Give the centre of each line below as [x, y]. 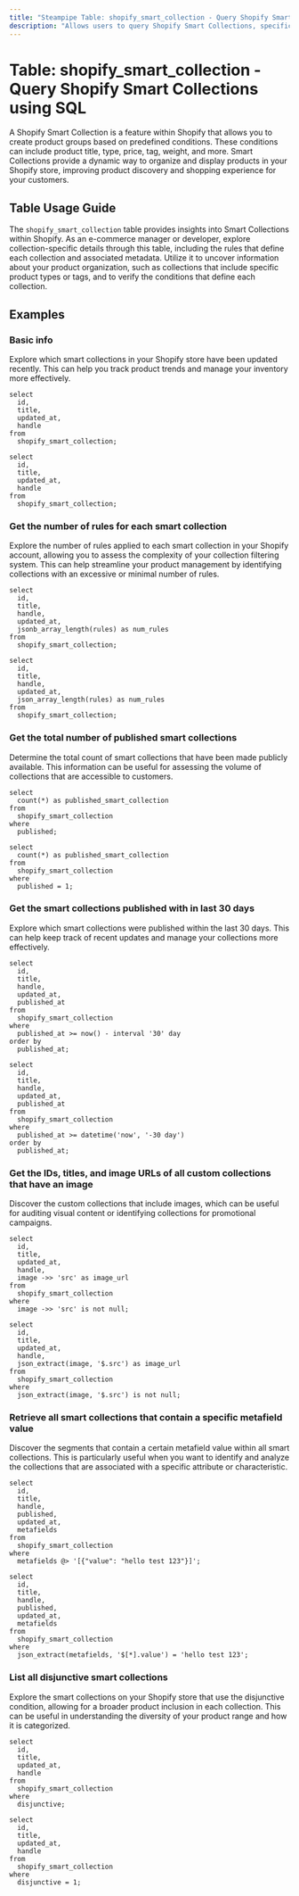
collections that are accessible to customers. [91, 776]
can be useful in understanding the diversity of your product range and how [148, 1716]
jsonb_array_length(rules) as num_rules [93, 630]
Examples [37, 315]
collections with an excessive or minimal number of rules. [114, 574]
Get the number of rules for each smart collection [118, 526]
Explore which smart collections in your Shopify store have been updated [143, 359]
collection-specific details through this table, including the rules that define [147, 248]
